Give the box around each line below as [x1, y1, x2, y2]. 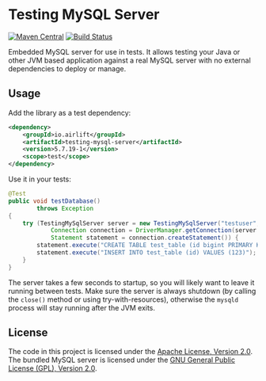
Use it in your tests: [8, 174, 71, 184]
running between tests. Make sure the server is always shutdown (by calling [8, 286, 256, 295]
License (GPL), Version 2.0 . [8, 364, 97, 373]
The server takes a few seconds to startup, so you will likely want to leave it [8, 277, 255, 287]
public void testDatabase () [8, 196, 101, 205]
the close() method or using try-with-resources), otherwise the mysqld [8, 295, 239, 304]
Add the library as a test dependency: [8, 108, 131, 117]
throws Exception [36, 204, 93, 212]
